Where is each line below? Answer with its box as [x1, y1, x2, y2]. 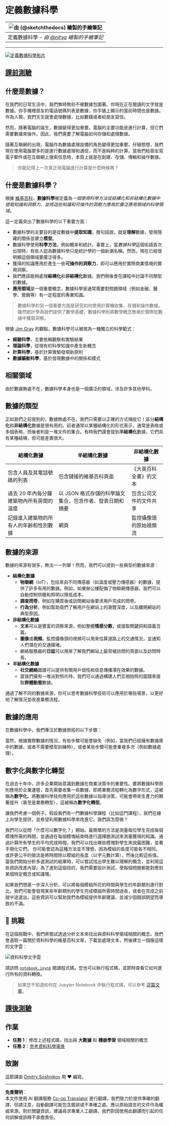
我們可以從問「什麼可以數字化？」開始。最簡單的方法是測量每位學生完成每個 [5, 827, 163, 833]
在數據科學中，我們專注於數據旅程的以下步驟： [5, 727, 102, 733]
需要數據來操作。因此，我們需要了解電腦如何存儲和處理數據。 [5, 131, 133, 137]
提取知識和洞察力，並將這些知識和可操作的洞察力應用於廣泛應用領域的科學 [5, 201, 159, 207]
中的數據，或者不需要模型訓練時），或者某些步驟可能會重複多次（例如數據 [5, 744, 157, 750]
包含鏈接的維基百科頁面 [58, 473, 114, 480]
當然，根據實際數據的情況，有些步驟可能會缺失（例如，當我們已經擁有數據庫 [5, 738, 163, 744]
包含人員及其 [8, 469, 39, 476]
